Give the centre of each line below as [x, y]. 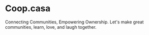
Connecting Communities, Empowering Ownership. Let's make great [74, 22]
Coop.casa [28, 9]
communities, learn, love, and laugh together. [51, 27]
